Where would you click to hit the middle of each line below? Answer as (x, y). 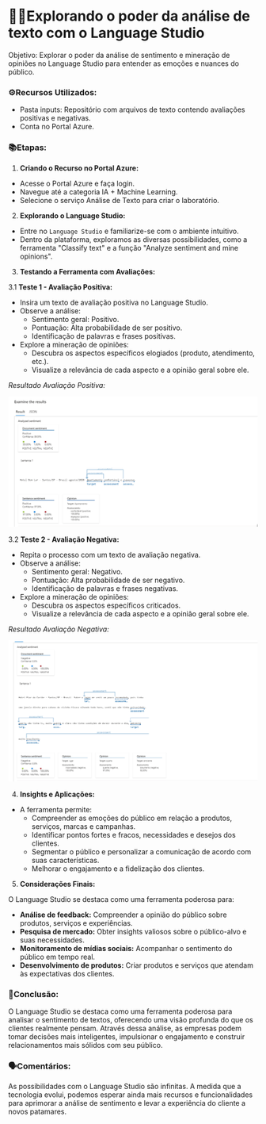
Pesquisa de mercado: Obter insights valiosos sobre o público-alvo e (133, 931)
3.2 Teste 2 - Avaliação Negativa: (64, 539)
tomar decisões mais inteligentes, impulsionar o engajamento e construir (127, 1037)
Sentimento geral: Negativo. (77, 571)
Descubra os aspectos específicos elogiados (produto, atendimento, (143, 353)
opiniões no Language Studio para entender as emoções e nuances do (124, 63)
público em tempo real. (57, 957)
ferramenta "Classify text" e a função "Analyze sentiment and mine (129, 247)
